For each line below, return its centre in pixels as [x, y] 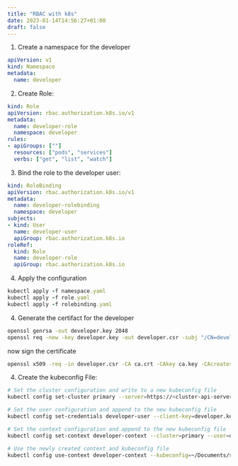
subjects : [22, 219]
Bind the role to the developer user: [69, 172]
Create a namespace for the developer [74, 47]
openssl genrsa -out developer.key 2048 [68, 331]
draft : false [27, 27]
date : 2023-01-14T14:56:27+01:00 [57, 21]
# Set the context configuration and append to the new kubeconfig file [117, 429]
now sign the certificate [42, 351]
